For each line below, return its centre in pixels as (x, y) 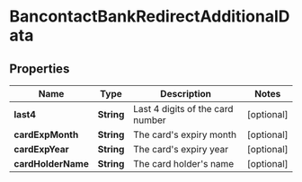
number (150, 120)
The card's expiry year (181, 149)
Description (186, 94)
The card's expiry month (185, 134)
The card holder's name (184, 164)
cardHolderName (52, 164)
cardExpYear (41, 149)
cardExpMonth (46, 134)
